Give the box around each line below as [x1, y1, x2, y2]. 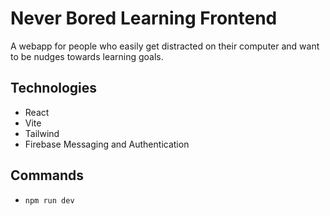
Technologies [10, 80, 98, 97]
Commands [10, 167, 85, 184]
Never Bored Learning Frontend [10, 7, 278, 30]
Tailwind [24, 127, 60, 139]
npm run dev [24, 195, 75, 206]
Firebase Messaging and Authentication [24, 138, 190, 150]
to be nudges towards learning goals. [10, 50, 164, 62]
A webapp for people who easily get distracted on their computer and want [10, 40, 320, 52]
